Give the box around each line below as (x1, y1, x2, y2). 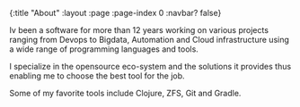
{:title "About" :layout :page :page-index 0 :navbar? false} (9, 8, 222, 18)
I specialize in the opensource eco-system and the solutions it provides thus (9, 62, 292, 71)
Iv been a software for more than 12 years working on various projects (9, 25, 269, 35)
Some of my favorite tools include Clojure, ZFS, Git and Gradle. (9, 88, 242, 98)
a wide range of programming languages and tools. (9, 44, 199, 54)
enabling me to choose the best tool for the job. (9, 70, 186, 81)
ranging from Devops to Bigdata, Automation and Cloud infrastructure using (9, 35, 290, 45)
